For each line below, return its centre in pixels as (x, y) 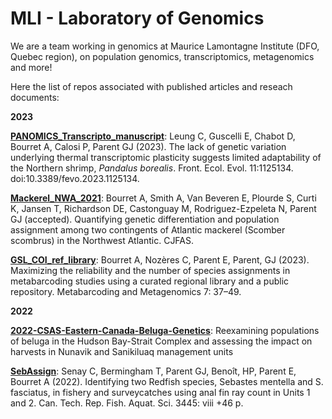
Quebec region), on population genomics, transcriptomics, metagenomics (162, 56)
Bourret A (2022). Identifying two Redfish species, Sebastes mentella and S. (167, 381)
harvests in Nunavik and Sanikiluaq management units (122, 351)
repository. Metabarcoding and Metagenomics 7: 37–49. (126, 291)
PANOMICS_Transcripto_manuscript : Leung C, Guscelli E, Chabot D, (153, 136)
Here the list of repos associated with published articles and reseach (151, 86)
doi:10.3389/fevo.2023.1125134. (75, 178)
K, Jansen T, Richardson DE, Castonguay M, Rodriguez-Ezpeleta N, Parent (163, 208)
